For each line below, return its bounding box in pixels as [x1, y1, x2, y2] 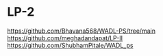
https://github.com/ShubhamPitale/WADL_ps [7, 41, 134, 49]
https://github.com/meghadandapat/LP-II [7, 33, 123, 42]
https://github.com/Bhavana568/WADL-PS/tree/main [7, 27, 156, 35]
